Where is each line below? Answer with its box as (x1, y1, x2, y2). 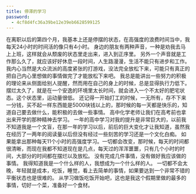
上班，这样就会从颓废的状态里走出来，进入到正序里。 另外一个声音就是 (10, 51, 181, 58)
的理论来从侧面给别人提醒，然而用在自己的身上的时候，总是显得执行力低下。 (6, 80, 190, 87)
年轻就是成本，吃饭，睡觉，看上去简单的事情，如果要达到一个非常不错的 (16, 167, 190, 174)
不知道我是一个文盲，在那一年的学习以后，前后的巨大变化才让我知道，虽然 (6, 124, 185, 130)
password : (6, 14, 30, 20)
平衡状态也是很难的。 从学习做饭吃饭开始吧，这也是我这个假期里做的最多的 (6, 174, 187, 181)
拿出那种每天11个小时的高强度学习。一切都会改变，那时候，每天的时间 (16, 138, 184, 145)
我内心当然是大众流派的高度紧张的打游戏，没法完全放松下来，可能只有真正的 (6, 65, 190, 72)
